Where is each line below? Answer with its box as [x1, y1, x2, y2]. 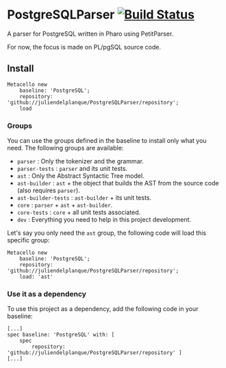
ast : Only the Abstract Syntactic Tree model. [16, 172, 145, 180]
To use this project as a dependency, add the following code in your [7, 305, 199, 313]
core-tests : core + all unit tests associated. [16, 208, 141, 216]
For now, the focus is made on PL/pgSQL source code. [7, 43, 161, 51]
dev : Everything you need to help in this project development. [16, 216, 192, 224]
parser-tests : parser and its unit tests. [16, 165, 128, 173]
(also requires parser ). [16, 186, 80, 195]
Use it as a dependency [7, 289, 87, 299]
